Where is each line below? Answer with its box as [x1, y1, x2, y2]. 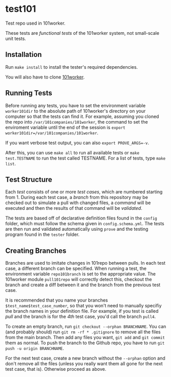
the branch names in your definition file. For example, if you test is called [5, 308, 159, 314]
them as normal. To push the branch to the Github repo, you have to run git [5, 340, 165, 346]
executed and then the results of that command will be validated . [5, 205, 142, 211]
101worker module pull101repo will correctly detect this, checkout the [5, 276, 152, 283]
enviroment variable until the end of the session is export [5, 124, 125, 130]
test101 [5, 3, 36, 15]
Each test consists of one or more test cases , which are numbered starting [5, 189, 163, 195]
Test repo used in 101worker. [5, 20, 66, 26]
